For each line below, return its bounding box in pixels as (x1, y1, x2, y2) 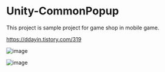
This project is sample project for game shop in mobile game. (6, 24, 160, 31)
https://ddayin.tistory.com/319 (6, 35, 82, 43)
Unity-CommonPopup (6, 4, 120, 18)
